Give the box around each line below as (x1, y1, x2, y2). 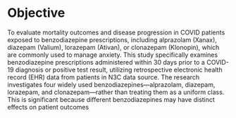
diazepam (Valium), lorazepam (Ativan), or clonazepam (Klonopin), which (7, 43, 220, 51)
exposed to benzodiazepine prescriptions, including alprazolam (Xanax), (7, 35, 217, 44)
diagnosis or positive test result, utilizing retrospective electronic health (15, 65, 223, 74)
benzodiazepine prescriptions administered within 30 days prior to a (7, 58, 206, 66)
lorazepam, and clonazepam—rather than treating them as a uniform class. (7, 88, 225, 96)
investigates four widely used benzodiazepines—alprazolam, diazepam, (7, 80, 216, 88)
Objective (7, 5, 66, 21)
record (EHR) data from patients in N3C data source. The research (7, 72, 200, 81)
